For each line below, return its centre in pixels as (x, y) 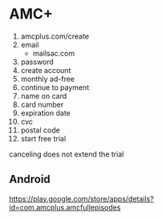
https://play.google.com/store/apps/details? (82, 198)
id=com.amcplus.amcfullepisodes (65, 207)
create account (46, 70)
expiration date (45, 112)
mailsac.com (54, 53)
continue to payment (55, 87)
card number (42, 104)
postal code (40, 130)
